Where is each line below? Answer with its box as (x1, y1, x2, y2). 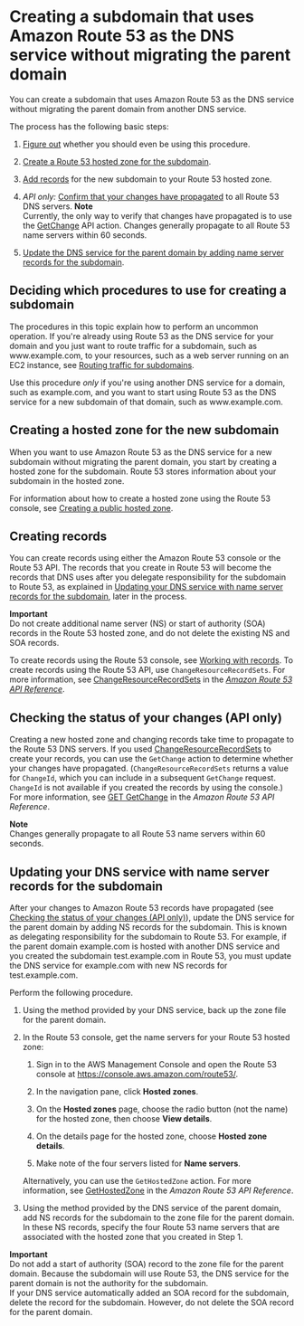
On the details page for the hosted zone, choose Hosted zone (35, 1131, 268, 1141)
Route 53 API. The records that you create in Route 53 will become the (9, 563, 271, 573)
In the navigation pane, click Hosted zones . (35, 1086, 199, 1096)
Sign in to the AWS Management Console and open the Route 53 (35, 1059, 278, 1069)
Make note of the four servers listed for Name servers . (35, 1158, 242, 1169)
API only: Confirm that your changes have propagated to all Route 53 (22, 191, 280, 202)
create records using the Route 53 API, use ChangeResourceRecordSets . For (9, 665, 286, 676)
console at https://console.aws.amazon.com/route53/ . (35, 1069, 238, 1079)
